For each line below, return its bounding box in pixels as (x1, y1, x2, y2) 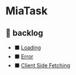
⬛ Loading (14, 44, 41, 51)
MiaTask (5, 4, 48, 18)
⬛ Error (14, 53, 34, 60)
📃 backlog (5, 28, 43, 38)
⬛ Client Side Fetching (14, 62, 71, 69)
